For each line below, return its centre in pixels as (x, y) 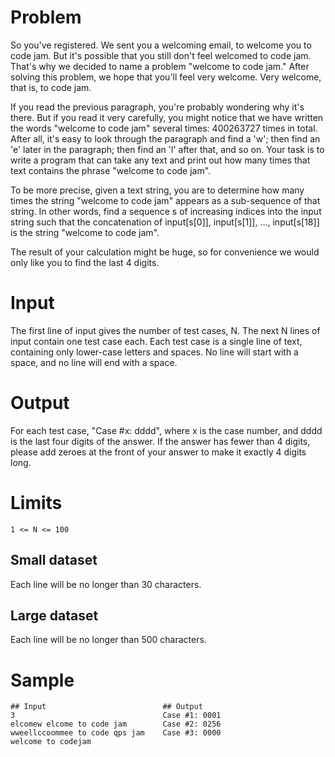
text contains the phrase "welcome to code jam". (111, 170)
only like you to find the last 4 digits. (85, 262)
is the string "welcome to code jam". (85, 232)
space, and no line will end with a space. (94, 362)
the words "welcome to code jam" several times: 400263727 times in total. (164, 128)
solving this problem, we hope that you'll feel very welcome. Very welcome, (166, 77)
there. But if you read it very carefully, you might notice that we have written (167, 117)
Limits (36, 503)
